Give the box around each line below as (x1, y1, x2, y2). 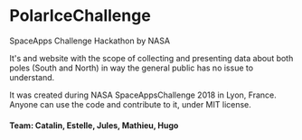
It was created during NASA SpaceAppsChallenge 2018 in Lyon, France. (9, 89, 278, 100)
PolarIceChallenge (9, 5, 151, 26)
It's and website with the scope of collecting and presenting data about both (9, 52, 294, 63)
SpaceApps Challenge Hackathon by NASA (9, 35, 170, 46)
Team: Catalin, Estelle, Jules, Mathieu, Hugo (9, 119, 179, 131)
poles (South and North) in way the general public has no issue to (9, 62, 254, 73)
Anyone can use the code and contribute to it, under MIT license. (9, 98, 251, 109)
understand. (9, 71, 55, 82)
